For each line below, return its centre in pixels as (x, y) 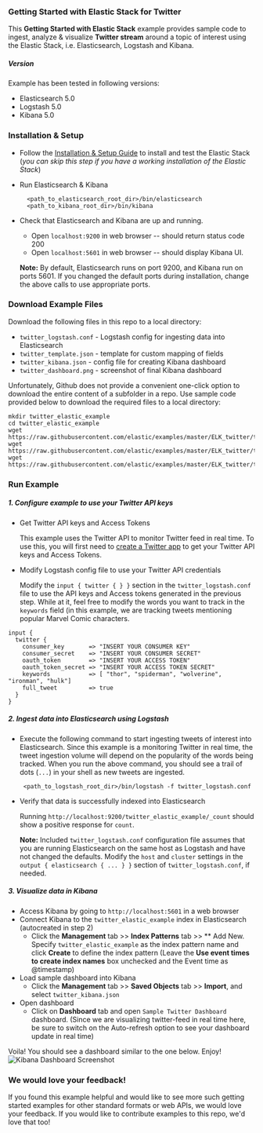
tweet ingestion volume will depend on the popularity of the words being (136, 755)
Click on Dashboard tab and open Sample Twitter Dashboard (129, 1011)
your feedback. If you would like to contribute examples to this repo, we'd (126, 1113)
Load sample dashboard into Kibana (77, 978)
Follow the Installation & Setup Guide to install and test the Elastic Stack (135, 152)
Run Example (34, 484)
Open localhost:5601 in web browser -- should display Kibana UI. (137, 252)
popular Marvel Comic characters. (74, 618)
